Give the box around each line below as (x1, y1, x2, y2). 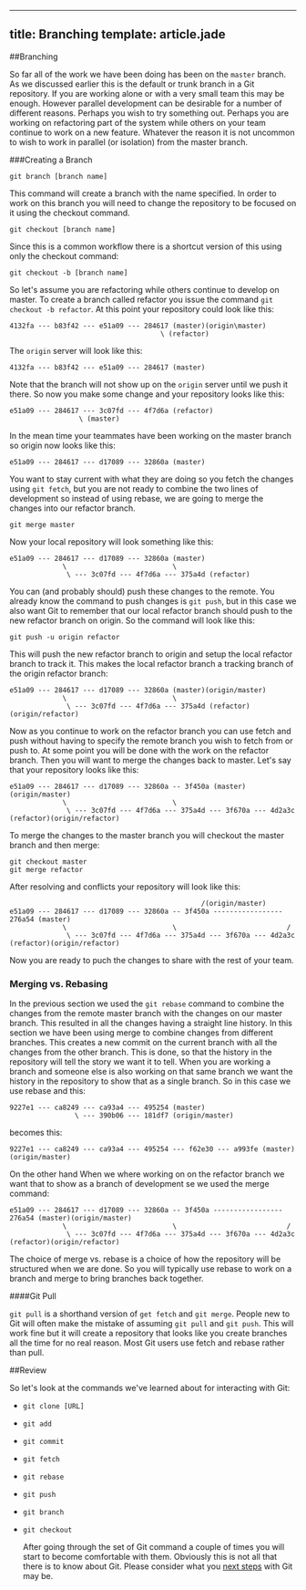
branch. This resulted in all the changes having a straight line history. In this (9, 1018, 293, 1029)
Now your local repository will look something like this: (9, 535, 214, 547)
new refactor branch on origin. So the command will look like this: (9, 615, 255, 626)
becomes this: (9, 1128, 63, 1138)
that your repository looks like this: (9, 764, 139, 775)
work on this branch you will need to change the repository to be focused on (9, 197, 297, 208)
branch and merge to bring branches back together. (9, 1273, 204, 1284)
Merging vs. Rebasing (9, 977, 108, 990)
